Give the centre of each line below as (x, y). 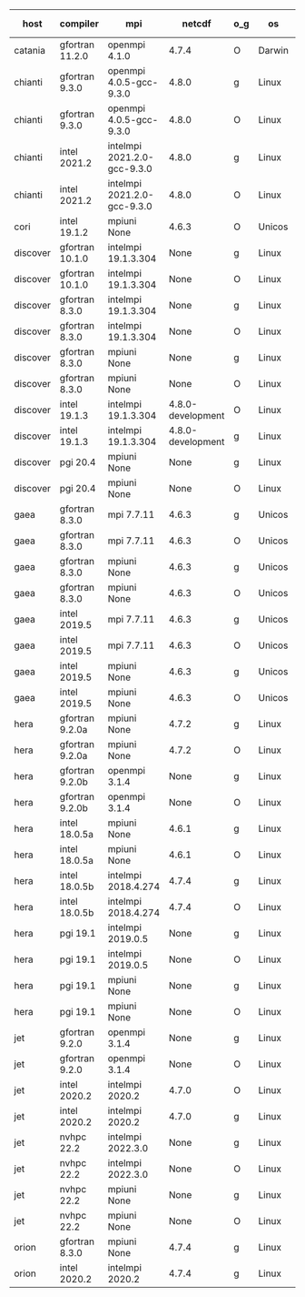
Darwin (273, 51)
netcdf (197, 24)
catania (30, 51)
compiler (79, 24)
